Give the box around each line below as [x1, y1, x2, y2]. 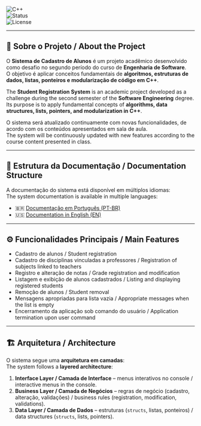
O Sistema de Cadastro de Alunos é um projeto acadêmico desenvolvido [6, 57, 187, 64]
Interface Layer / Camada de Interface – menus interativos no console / [14, 375, 193, 382]
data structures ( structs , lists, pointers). [14, 413, 114, 420]
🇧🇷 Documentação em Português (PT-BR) [14, 204, 121, 211]
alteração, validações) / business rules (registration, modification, [14, 394, 177, 401]
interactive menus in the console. [14, 381, 97, 388]
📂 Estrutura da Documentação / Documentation [6, 161, 187, 171]
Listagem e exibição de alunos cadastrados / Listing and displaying [14, 276, 181, 283]
